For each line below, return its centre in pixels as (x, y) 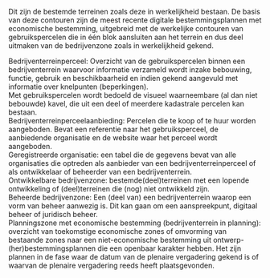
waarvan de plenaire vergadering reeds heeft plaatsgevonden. (111, 265)
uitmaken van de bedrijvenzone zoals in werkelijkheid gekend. (111, 46)
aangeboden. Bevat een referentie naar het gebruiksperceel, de (113, 129)
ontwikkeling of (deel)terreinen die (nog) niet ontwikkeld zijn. (109, 189)
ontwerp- (229, 240)
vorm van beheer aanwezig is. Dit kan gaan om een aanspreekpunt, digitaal (133, 206)
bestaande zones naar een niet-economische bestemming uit (110, 240)
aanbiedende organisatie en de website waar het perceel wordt (113, 138)
